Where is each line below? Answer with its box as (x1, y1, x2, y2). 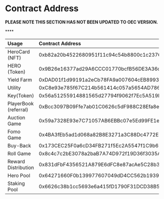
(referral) (7, 106, 28, 113)
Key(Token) (7, 92, 34, 99)
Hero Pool (7, 172, 31, 179)
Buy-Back (7, 142, 31, 149)
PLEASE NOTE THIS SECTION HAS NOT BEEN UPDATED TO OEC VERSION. (5, 19, 158, 25)
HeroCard (7, 48, 30, 55)
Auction (7, 114, 25, 121)
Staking (7, 180, 25, 187)
